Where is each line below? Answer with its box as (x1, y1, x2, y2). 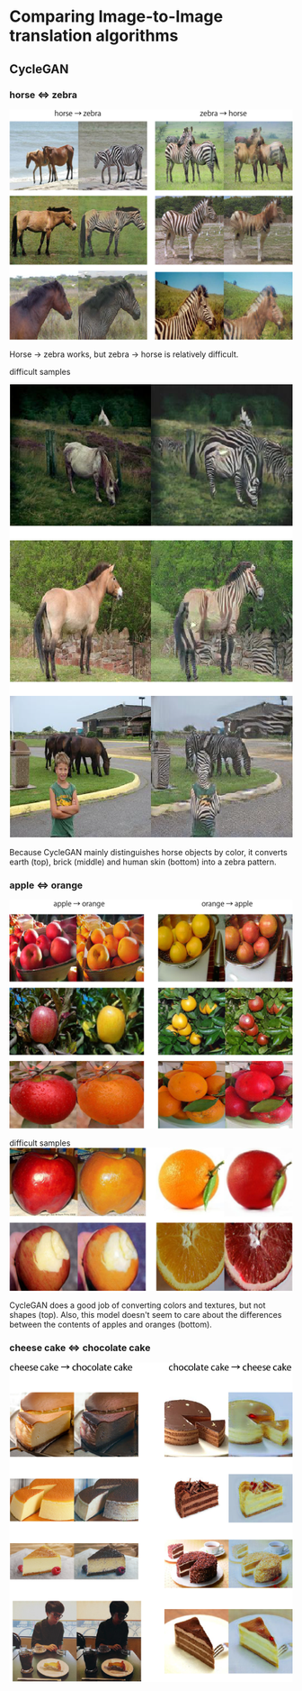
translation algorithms (9, 25, 179, 46)
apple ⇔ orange (9, 879, 84, 891)
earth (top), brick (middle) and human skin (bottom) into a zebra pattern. (9, 856, 277, 867)
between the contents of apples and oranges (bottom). (9, 1319, 213, 1330)
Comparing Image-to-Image (9, 6, 223, 27)
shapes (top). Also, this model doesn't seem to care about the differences (9, 1309, 282, 1320)
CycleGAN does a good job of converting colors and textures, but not (9, 1300, 266, 1311)
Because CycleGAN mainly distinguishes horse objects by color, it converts (9, 846, 288, 857)
